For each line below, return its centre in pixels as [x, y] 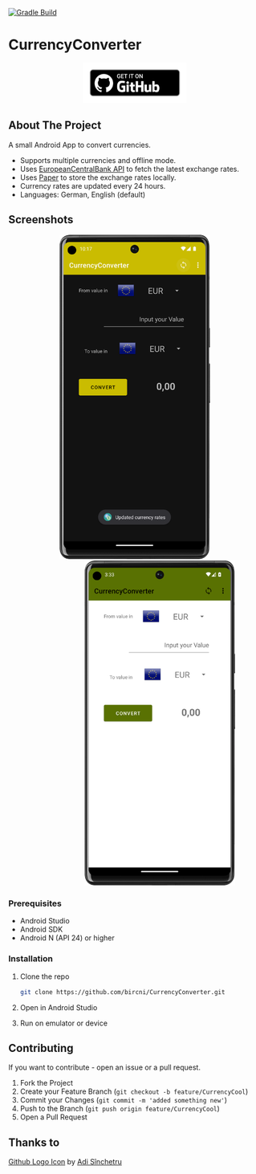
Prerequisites [35, 903]
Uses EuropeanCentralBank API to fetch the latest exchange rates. [129, 169]
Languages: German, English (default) [83, 194]
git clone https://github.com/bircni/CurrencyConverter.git [122, 992]
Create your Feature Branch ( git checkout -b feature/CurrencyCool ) [134, 1091]
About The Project [55, 126]
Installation [31, 959]
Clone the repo [45, 976]
